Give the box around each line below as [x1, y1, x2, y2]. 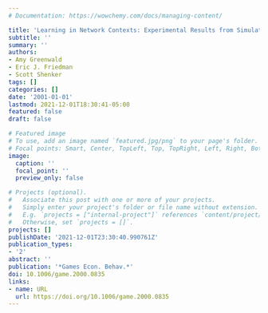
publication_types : [8, 240, 73, 248]
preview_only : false [15, 174, 84, 182]
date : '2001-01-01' [8, 93, 73, 101]
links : [8, 277, 30, 286]
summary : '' [8, 41, 48, 49]
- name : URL [8, 285, 48, 293]
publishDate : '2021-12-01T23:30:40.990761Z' [8, 233, 159, 241]
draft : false [8, 115, 52, 124]
